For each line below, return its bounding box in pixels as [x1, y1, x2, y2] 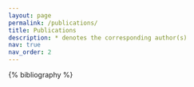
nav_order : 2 [8, 48, 52, 56]
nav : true [8, 41, 42, 49]
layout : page [8, 11, 52, 20]
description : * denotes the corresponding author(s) [8, 33, 188, 42]
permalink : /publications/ [8, 19, 98, 27]
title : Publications [8, 26, 77, 34]
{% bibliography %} [8, 70, 73, 79]
